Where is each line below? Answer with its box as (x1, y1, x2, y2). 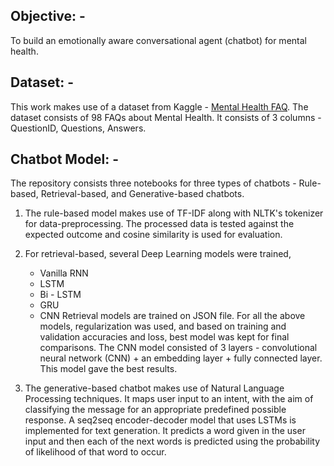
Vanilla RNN (39, 267, 89, 279)
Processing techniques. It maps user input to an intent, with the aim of (24, 393, 314, 405)
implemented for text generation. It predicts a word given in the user (24, 425, 306, 437)
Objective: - (10, 8, 86, 25)
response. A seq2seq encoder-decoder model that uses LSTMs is (24, 414, 297, 426)
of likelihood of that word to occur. (24, 446, 167, 458)
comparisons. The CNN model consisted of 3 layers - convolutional (39, 342, 318, 354)
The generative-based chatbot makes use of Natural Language (24, 382, 285, 394)
